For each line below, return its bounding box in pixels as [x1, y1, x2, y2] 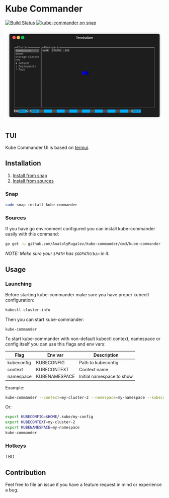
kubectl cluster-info [5, 307, 51, 312]
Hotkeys [5, 442, 26, 449]
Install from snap [12, 172, 48, 179]
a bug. [5, 486, 19, 493]
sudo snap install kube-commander [5, 202, 78, 208]
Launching [5, 280, 32, 287]
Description [93, 352, 119, 358]
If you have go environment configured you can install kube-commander [5, 226, 155, 232]
